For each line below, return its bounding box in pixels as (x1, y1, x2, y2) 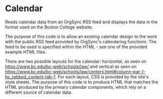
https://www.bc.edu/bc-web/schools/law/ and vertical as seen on (5, 64, 137, 69)
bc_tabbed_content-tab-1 (5, 74, 56, 80)
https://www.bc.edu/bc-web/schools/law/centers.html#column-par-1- (5, 68, 146, 74)
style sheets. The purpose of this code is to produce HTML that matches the (5, 79, 158, 85)
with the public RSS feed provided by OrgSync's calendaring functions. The (5, 38, 157, 44)
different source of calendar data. (5, 89, 72, 95)
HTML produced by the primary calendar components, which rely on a (5, 84, 146, 90)
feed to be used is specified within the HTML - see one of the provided (5, 44, 147, 49)
